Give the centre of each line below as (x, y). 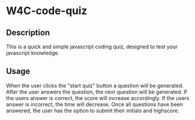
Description (28, 33)
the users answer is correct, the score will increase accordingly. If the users (98, 98)
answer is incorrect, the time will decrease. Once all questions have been (95, 104)
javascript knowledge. (33, 53)
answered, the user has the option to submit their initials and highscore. (93, 111)
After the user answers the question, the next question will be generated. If (97, 92)
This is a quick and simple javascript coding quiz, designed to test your (92, 46)
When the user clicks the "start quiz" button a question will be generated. (95, 85)
